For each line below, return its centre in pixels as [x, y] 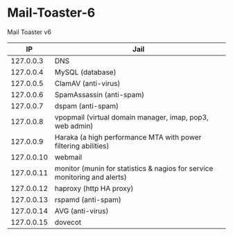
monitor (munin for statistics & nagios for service [134, 168]
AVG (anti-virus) [81, 211]
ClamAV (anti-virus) [87, 83]
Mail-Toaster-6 [51, 13]
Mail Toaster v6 [29, 32]
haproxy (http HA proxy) [94, 188]
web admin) [74, 126]
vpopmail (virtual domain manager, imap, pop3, [132, 117]
